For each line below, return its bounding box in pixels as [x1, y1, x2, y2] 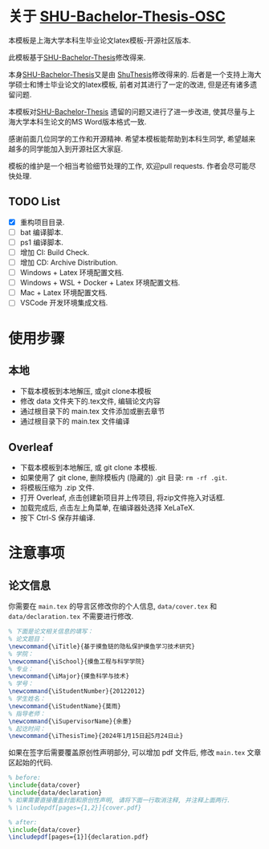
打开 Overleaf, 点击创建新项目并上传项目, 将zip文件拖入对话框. [19, 493, 226, 502]
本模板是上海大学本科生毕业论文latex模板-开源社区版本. [8, 35, 191, 45]
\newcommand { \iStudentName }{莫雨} [8, 702, 122, 710]
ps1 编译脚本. [19, 237, 64, 247]
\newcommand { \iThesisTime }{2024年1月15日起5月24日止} [8, 732, 184, 740]
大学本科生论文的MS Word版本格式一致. [14, 117, 147, 126]
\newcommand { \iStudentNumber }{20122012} [8, 687, 146, 695]
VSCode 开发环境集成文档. [19, 298, 108, 308]
